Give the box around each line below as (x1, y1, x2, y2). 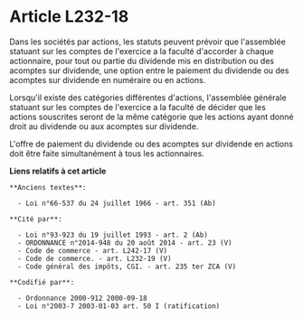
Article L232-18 (9, 6, 129, 27)
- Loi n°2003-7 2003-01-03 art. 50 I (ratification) (17, 301, 221, 311)
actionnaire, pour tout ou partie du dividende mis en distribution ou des (9, 55, 274, 66)
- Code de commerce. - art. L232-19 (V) (17, 254, 172, 263)
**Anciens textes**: (9, 182, 88, 192)
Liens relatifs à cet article (9, 165, 107, 176)
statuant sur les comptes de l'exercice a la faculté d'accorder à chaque (9, 45, 274, 56)
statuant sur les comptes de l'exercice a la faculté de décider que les (9, 101, 267, 112)
